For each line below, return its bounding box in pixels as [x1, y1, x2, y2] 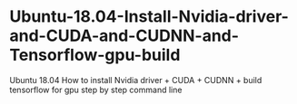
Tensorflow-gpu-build [9, 45, 181, 65]
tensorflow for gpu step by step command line [9, 84, 183, 95]
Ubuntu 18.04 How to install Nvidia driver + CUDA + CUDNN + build [9, 74, 262, 85]
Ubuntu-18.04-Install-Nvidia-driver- [9, 6, 289, 27]
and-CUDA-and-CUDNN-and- [9, 25, 239, 46]
